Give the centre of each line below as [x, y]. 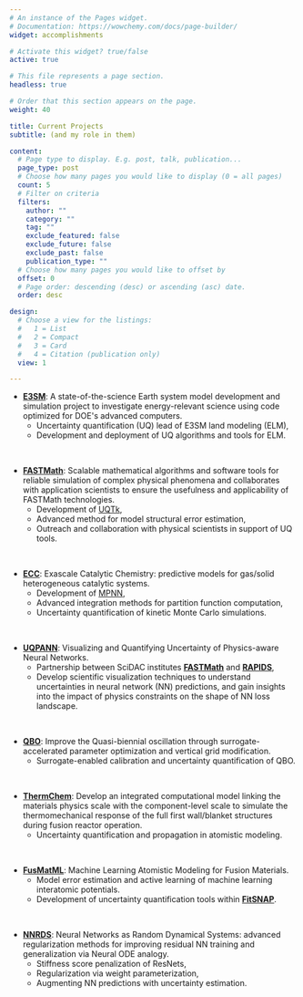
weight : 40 [30, 109]
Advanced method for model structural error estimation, [141, 519]
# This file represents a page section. [87, 77]
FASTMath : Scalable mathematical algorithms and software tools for [151, 471]
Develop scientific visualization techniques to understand [144, 677]
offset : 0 [36, 278]
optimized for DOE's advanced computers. [102, 416]
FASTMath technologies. [69, 500]
